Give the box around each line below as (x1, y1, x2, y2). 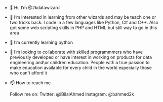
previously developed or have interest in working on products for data (9, 54, 152, 60)
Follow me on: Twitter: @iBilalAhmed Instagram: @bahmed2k (9, 91, 134, 97)
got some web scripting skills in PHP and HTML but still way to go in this (9, 25, 157, 31)
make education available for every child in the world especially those (9, 65, 152, 70)
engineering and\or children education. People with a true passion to (9, 60, 150, 65)
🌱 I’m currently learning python (9, 39, 73, 45)
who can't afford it (9, 70, 48, 76)
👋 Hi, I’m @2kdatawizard (9, 5, 60, 10)
